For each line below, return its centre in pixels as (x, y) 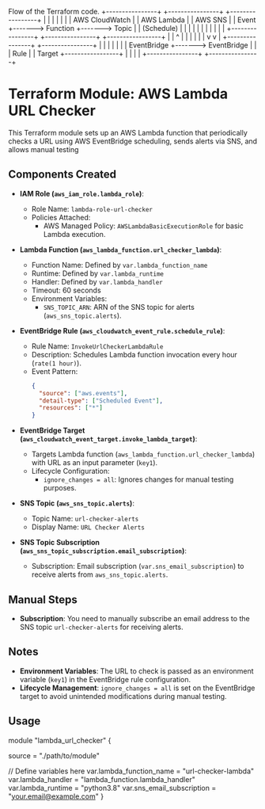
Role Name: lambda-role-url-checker (92, 208)
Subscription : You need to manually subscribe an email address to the (135, 618)
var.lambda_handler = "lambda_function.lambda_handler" (102, 779)
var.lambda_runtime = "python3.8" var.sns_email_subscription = (112, 788)
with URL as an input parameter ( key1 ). (95, 463)
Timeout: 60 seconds (66, 290)
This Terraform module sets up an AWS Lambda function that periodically (128, 132)
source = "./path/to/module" (54, 755)
